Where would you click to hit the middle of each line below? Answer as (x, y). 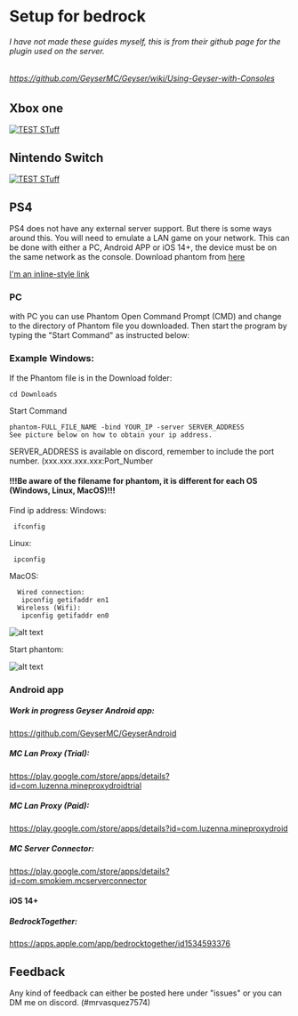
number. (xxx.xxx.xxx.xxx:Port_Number (81, 461)
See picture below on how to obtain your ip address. (111, 435)
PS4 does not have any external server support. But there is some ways (141, 229)
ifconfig (29, 527)
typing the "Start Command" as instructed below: (100, 335)
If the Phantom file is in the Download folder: (91, 378)
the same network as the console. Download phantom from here (127, 257)
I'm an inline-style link (49, 274)
